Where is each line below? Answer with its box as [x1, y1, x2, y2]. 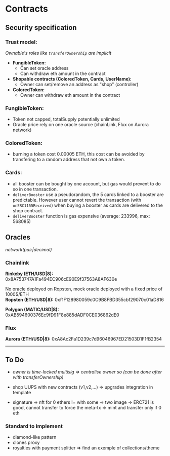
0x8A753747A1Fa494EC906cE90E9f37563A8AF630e [5, 276, 117, 282]
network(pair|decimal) [5, 246, 52, 252]
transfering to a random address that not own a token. [12, 157, 125, 163]
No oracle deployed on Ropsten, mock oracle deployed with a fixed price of [5, 286, 163, 292]
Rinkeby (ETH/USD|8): [5, 271, 53, 277]
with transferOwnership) [12, 374, 64, 380]
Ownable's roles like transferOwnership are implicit [5, 50, 112, 56]
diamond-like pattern [12, 434, 57, 440]
